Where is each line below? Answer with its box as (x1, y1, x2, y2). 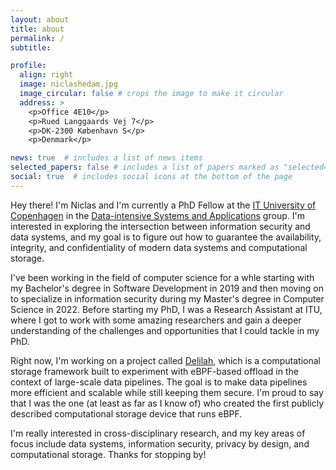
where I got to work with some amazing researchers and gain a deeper (10, 314, 302, 326)
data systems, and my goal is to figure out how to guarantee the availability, (10, 231, 322, 243)
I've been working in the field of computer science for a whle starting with (10, 271, 315, 283)
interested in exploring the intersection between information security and (10, 220, 311, 232)
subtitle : (10, 42, 52, 53)
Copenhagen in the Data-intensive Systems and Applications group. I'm (10, 209, 305, 221)
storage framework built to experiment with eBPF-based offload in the (10, 365, 299, 377)
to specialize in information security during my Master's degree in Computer (10, 292, 325, 305)
